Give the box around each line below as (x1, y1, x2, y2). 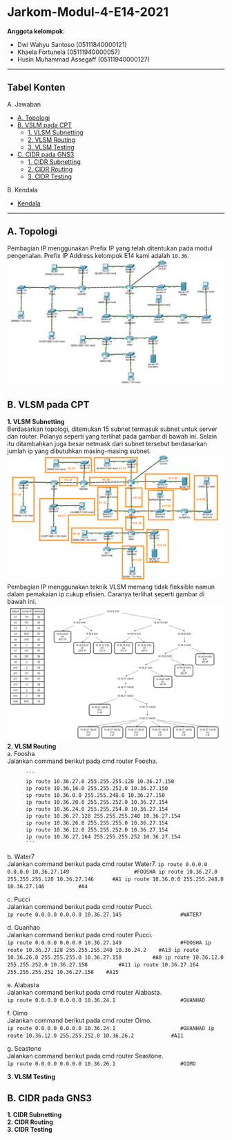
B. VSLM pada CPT (17, 120, 72, 129)
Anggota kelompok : (7, 27, 65, 35)
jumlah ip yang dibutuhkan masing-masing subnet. (7, 447, 151, 455)
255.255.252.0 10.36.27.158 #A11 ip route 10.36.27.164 (7, 961, 199, 968)
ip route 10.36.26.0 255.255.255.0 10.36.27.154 (25, 819, 168, 827)
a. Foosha (7, 749, 35, 757)
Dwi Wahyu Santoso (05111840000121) (17, 40, 127, 48)
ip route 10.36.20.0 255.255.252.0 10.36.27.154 (25, 798, 168, 806)
